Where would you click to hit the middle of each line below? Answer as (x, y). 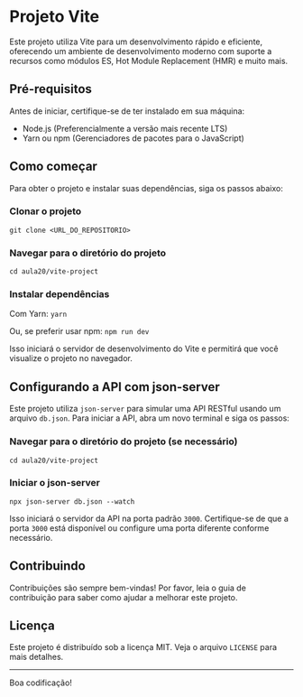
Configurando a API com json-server (115, 387)
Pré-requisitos (51, 89)
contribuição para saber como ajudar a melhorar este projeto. (124, 597)
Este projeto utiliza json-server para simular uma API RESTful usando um (145, 409)
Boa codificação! (41, 683)
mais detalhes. (37, 657)
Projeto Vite (55, 17)
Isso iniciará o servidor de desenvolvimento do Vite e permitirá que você (144, 348)
